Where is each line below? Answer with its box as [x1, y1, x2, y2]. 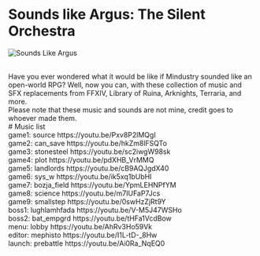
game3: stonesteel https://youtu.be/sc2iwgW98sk [8, 147, 171, 156]
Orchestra [8, 22, 76, 40]
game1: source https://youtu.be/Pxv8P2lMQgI [8, 130, 156, 139]
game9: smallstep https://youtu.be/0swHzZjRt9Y [8, 196, 167, 206]
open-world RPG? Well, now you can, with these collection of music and [8, 80, 243, 90]
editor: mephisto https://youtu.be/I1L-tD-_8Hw [8, 230, 158, 240]
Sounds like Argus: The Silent [8, 5, 206, 24]
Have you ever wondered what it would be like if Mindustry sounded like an [8, 71, 252, 81]
